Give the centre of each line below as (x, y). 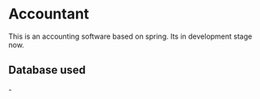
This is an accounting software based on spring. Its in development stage (130, 36)
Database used (47, 70)
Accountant (49, 14)
